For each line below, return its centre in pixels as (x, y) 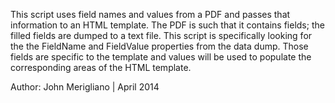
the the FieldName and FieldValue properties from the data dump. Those (159, 46)
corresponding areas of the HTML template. (101, 67)
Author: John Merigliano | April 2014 (85, 87)
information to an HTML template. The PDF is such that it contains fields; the (167, 25)
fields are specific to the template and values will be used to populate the (161, 57)
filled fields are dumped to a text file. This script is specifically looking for (161, 35)
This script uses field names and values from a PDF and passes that (150, 14)
